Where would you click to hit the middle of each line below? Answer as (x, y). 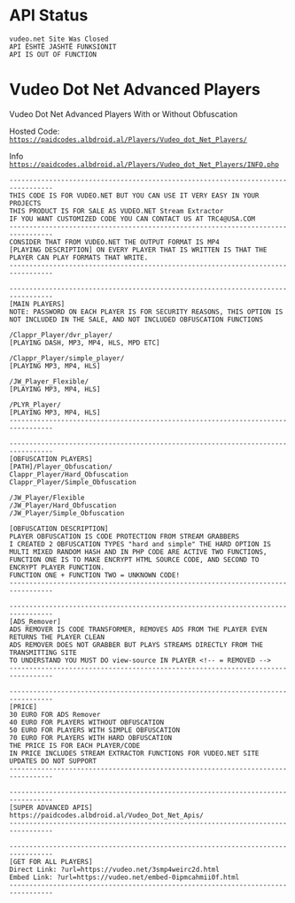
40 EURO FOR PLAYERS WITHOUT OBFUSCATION (87, 722)
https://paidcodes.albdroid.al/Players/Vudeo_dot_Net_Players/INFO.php (144, 165)
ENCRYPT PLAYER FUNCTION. (57, 567)
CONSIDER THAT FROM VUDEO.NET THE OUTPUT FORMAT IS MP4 (114, 242)
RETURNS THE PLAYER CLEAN (57, 637)
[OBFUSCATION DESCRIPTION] (59, 529)
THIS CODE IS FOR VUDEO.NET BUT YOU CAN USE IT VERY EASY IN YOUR (134, 196)
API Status (49, 15)
